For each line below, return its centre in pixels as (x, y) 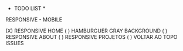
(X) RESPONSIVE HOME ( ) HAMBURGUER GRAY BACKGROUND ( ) (87, 31)
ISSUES (15, 43)
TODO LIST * (30, 8)
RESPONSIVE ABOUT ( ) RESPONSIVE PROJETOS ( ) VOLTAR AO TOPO (91, 37)
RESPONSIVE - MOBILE (34, 19)
